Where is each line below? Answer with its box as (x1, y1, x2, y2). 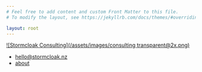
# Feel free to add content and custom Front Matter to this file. (6, 8, 179, 15)
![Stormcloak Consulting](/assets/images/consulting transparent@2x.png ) (6, 41, 190, 49)
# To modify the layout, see (6, 14, 79, 20)
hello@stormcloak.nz (14, 53, 68, 61)
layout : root (6, 25, 39, 31)
